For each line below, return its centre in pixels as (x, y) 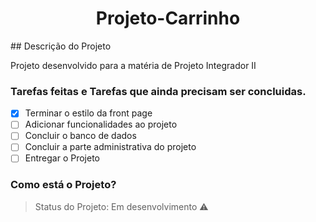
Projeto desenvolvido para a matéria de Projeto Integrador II (133, 65)
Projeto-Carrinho (168, 18)
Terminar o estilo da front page (88, 113)
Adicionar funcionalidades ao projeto (101, 124)
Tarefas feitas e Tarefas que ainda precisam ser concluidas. (158, 91)
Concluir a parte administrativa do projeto (110, 147)
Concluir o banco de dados (80, 136)
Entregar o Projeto (62, 158)
